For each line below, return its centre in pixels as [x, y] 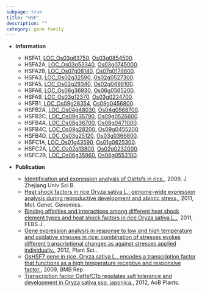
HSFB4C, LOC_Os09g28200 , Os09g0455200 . [82, 129]
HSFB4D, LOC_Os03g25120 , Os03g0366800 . [81, 136]
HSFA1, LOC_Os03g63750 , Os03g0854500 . [79, 58]
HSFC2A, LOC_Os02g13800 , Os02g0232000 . [81, 149]
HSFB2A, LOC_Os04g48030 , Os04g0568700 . [82, 110]
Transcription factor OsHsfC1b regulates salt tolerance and [98, 276]
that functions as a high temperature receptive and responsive [103, 263]
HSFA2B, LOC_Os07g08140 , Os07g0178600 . [80, 71]
